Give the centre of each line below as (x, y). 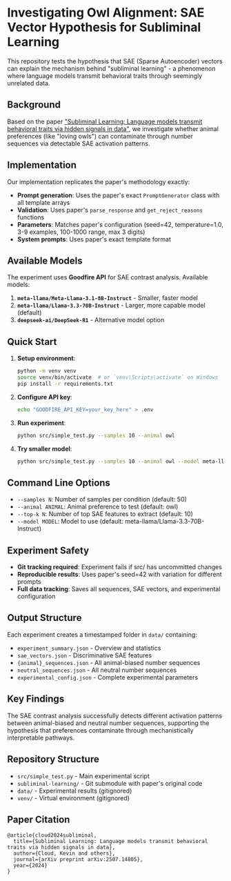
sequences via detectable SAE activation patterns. (79, 143)
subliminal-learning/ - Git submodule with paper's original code (110, 783)
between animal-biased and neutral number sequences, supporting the (108, 723)
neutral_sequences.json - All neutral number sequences (97, 670)
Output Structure (44, 618)
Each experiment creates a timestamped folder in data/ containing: (102, 634)
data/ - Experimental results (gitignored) (74, 791)
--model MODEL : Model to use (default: (70, 522)
